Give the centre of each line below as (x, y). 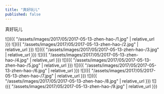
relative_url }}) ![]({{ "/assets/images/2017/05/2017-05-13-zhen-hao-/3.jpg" (82, 49)
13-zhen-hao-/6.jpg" (26, 70)
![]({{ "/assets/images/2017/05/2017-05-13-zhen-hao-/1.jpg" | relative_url (80, 39)
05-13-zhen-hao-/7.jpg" (29, 76)
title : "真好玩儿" (23, 10)
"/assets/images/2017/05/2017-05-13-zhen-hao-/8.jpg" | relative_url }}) (78, 81)
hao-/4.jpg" (17, 60)
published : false (23, 14)
